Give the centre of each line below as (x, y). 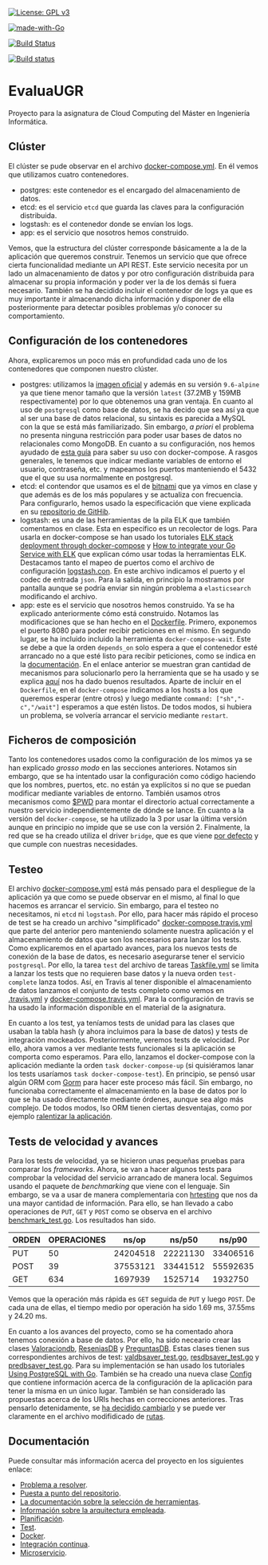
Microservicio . (43, 1552)
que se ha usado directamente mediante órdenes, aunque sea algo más (126, 1099)
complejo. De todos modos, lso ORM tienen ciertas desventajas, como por (130, 1108)
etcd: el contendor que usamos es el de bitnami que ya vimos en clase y (138, 486)
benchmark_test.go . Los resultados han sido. (82, 1220)
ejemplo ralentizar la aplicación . (61, 1116)
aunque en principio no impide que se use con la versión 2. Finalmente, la (129, 828)
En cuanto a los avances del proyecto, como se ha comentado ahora (121, 1331)
